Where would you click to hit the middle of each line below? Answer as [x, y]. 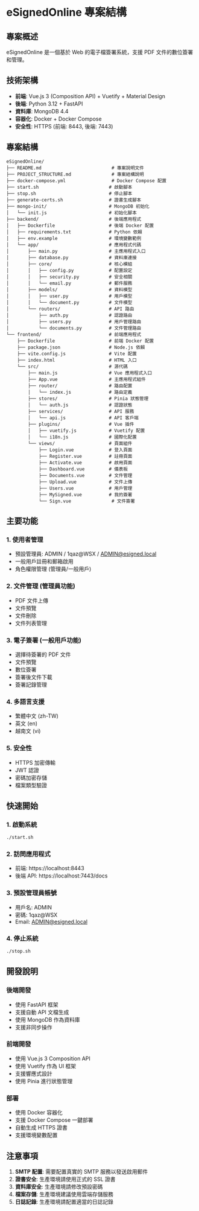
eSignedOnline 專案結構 [66, 12]
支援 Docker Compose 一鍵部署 [54, 1120]
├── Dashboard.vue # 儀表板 [83, 469]
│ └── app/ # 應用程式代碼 [74, 245]
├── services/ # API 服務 [81, 411]
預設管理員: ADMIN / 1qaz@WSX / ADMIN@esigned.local [86, 554]
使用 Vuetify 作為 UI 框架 [46, 1066]
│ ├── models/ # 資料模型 [69, 289]
